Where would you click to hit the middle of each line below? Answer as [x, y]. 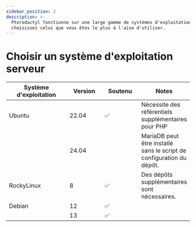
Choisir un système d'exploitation [90, 57]
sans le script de [164, 151]
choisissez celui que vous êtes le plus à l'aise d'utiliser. [88, 28]
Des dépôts [157, 174]
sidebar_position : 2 [31, 11]
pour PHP [154, 127]
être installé [157, 144]
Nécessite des [161, 104]
